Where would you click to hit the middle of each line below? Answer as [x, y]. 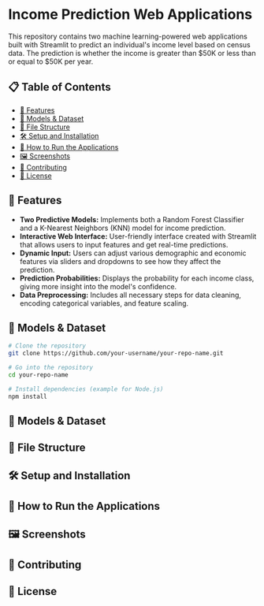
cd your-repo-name [38, 375]
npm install [28, 396]
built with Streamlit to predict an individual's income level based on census [129, 44]
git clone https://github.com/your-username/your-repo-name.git [116, 353]
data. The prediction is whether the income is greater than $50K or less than [132, 53]
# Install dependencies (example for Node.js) [86, 389]
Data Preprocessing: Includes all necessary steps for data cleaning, [130, 295]
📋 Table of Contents [60, 87]
